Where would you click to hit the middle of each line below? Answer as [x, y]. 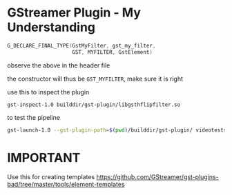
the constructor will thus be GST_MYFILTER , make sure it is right [95, 79]
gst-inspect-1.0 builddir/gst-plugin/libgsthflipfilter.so [94, 105]
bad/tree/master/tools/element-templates [66, 184]
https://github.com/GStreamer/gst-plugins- [157, 176]
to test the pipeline [34, 117]
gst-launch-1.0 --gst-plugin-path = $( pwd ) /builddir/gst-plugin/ [100, 130]
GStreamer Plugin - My [74, 13]
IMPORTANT [44, 157]
